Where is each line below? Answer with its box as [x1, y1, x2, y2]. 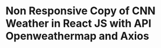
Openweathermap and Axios [5, 30, 149, 43]
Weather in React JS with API [5, 17, 152, 30]
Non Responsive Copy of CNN [5, 4, 156, 18]
